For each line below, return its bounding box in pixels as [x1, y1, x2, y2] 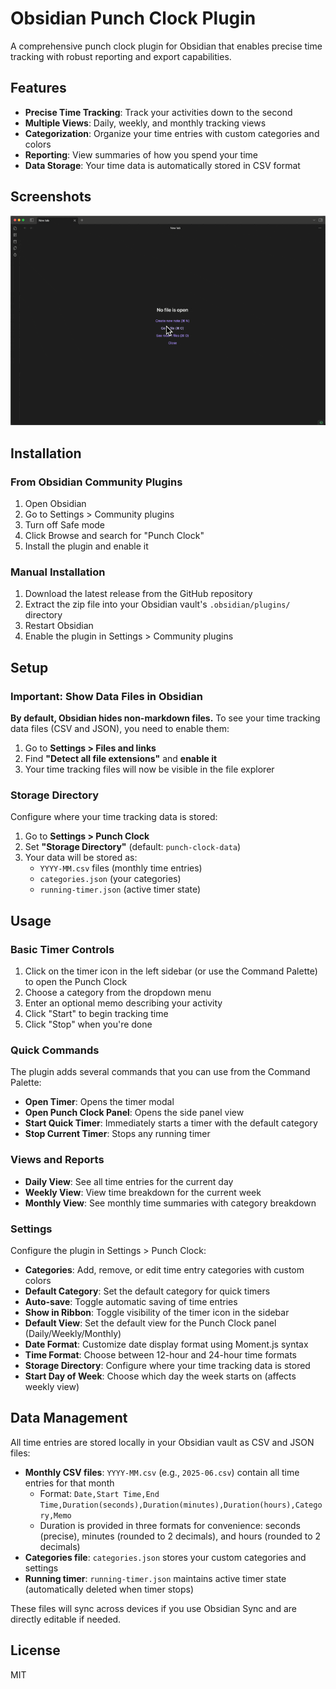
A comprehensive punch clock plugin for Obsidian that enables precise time [10, 40, 323, 52]
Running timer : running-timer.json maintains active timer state [24, 1572, 287, 1584]
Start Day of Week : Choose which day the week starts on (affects [24, 1370, 297, 1382]
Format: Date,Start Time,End [39, 1487, 160, 1499]
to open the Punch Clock [24, 976, 128, 987]
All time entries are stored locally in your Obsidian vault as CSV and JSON [10, 1436, 315, 1448]
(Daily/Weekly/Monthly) [24, 1327, 122, 1339]
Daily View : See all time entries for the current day [24, 1175, 234, 1187]
